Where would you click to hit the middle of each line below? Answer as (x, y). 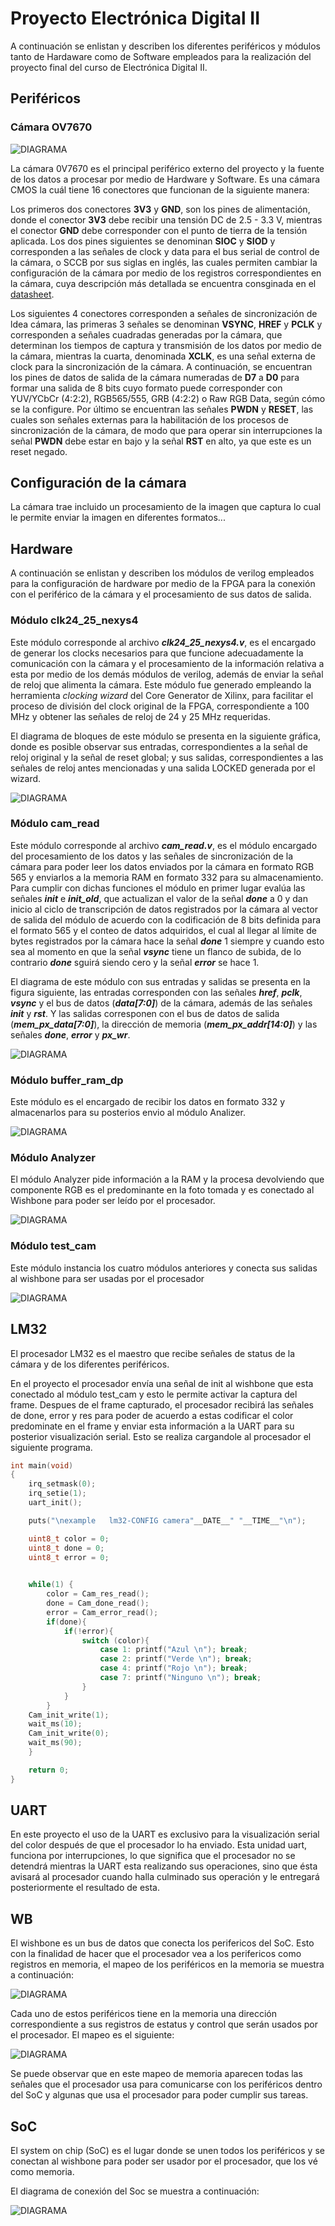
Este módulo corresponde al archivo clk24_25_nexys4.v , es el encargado (163, 642)
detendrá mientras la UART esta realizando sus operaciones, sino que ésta (164, 1866)
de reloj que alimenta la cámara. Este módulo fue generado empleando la (161, 684)
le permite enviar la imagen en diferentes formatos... (118, 518)
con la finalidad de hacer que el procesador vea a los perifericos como (156, 1954)
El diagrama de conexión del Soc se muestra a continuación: (135, 2191)
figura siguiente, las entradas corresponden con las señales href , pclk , (156, 992)
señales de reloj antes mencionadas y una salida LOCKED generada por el (163, 768)
